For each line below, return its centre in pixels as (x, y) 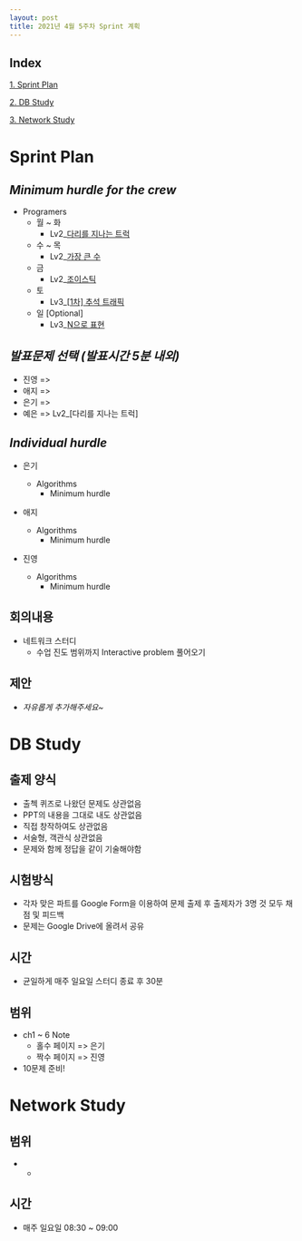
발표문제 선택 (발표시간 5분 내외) (94, 356)
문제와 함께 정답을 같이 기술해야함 (82, 848)
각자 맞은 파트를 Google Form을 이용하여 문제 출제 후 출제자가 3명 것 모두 (153, 904)
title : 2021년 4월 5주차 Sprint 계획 (75, 26)
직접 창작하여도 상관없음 (65, 826)
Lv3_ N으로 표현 (77, 325)
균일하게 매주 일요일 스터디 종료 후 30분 (93, 982)
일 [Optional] (59, 313)
